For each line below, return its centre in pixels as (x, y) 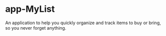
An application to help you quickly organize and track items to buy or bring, (83, 23)
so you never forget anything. (36, 28)
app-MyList (30, 9)
